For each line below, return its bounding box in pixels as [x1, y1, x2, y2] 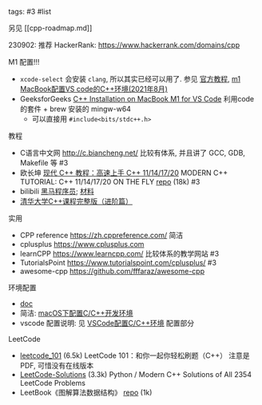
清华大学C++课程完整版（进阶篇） [19, 197, 133, 206]
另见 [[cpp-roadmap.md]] [8, 23, 93, 33]
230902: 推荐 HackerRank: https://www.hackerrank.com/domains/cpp [8, 40, 240, 50]
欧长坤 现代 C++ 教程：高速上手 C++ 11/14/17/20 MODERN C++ [19, 168, 228, 177]
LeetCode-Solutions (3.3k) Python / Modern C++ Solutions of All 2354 [19, 370, 252, 379]
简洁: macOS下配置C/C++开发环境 [19, 308, 133, 318]
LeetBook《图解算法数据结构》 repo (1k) [19, 387, 153, 397]
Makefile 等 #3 [19, 158, 69, 167]
